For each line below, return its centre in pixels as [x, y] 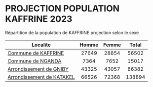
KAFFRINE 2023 [39, 19]
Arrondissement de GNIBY [38, 69]
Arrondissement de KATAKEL [41, 77]
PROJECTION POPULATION [62, 9]
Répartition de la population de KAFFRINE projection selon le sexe [72, 32]
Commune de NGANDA [35, 61]
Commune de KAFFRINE [36, 53]
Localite [41, 45]
